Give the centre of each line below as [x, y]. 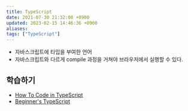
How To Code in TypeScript [49, 95]
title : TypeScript [29, 12]
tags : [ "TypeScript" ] [33, 34]
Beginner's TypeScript [43, 101]
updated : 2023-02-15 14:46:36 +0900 [52, 23]
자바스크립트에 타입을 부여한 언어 [53, 52]
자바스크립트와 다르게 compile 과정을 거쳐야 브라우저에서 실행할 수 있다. [99, 59]
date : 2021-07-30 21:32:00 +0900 [48, 17]
